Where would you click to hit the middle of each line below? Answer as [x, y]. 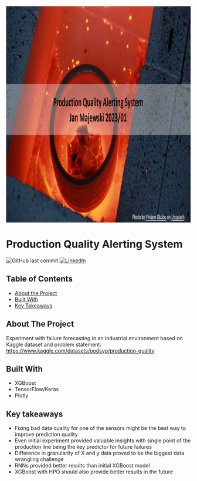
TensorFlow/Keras [37, 389]
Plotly [21, 395]
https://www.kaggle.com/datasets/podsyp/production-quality [80, 350]
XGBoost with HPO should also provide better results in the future [94, 472]
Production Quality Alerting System [94, 244]
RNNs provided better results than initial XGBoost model [82, 466]
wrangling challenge [39, 459]
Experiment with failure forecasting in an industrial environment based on [94, 338]
